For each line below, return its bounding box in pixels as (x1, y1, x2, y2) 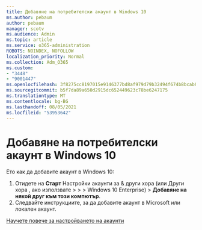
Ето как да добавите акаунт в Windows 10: (6, 168, 114, 175)
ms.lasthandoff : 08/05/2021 (6, 104, 77, 110)
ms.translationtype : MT (6, 93, 66, 99)
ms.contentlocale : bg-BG (6, 98, 69, 104)
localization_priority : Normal (6, 54, 85, 60)
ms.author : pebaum (6, 14, 52, 20)
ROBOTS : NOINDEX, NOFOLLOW (6, 48, 74, 54)
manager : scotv (6, 25, 44, 32)
